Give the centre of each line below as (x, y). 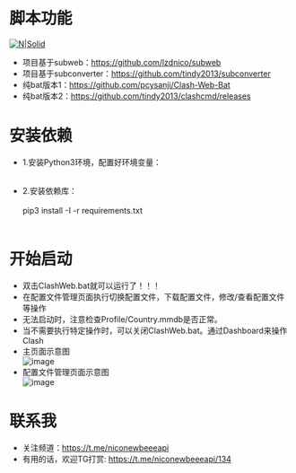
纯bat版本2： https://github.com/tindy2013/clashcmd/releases (136, 96)
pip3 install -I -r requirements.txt (83, 210)
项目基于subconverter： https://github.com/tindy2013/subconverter (146, 74)
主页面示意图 (46, 351)
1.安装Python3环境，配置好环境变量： (91, 162)
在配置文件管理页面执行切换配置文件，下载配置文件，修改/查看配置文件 (153, 296)
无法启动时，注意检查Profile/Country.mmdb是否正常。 (122, 319)
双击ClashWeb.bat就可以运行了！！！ (91, 285)
